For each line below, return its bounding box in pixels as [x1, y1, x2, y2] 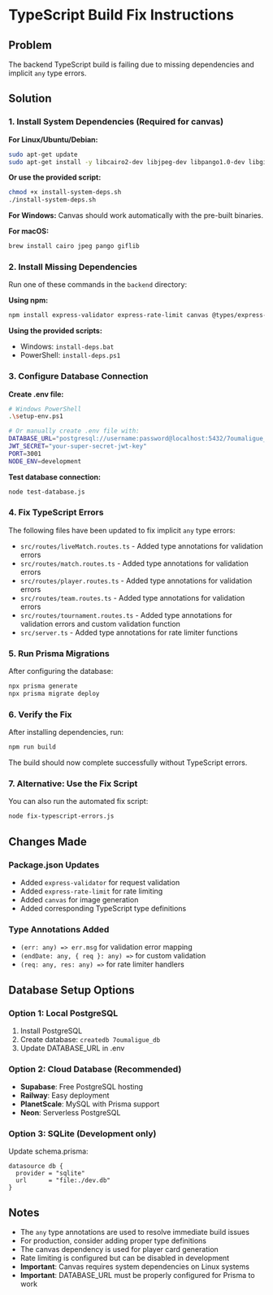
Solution [8, 92, 52, 106]
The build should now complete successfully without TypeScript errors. [8, 758, 248, 767]
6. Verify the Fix [8, 709, 72, 720]
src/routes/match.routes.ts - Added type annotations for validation [19, 558, 249, 568]
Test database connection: [8, 472, 102, 481]
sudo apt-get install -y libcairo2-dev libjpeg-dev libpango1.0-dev [8, 158, 245, 166]
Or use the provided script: [8, 172, 102, 182]
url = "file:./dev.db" [15, 1176, 111, 1184]
